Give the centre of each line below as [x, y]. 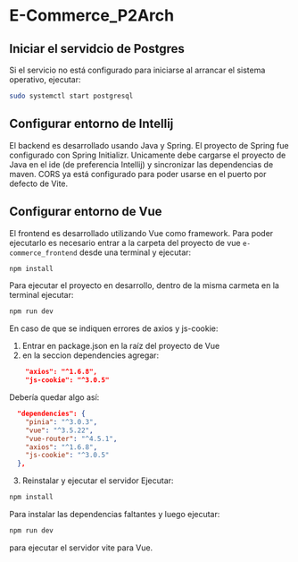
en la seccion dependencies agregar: [90, 355]
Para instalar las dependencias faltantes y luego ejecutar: [115, 514]
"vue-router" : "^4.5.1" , [71, 439]
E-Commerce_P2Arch [92, 16]
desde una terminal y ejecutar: [135, 252]
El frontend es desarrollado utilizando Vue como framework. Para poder [141, 233]
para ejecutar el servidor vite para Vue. [81, 548]
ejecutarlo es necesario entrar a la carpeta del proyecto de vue [125, 243]
